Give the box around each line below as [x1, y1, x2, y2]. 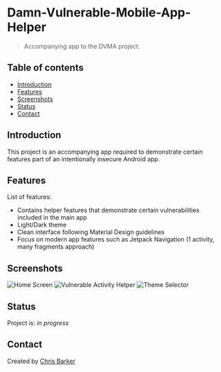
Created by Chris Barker [7, 357, 75, 365]
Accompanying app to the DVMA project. [23, 42, 141, 50]
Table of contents [7, 62, 84, 73]
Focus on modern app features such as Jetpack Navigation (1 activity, [16, 235, 215, 244]
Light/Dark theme [16, 221, 67, 229]
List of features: [7, 193, 52, 201]
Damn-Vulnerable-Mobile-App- [7, 5, 191, 21]
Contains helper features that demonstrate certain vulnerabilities [16, 206, 200, 214]
